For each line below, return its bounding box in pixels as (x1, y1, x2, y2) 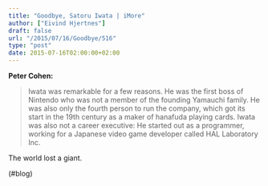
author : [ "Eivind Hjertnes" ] (8, 19, 106, 27)
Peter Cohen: (8, 71, 54, 80)
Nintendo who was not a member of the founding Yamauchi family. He (27, 95, 261, 104)
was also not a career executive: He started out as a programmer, (27, 121, 245, 130)
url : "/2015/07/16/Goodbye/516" (8, 34, 116, 42)
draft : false (8, 26, 52, 34)
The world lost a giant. (8, 153, 83, 163)
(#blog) (8, 169, 34, 178)
